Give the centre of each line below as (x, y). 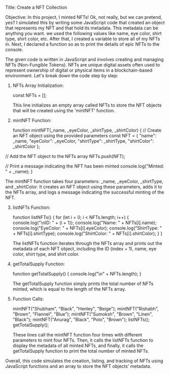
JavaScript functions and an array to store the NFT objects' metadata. (78, 366)
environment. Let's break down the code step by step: (62, 75)
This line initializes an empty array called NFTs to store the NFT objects (87, 105)
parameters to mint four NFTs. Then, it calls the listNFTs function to (83, 340)
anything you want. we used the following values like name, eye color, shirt (83, 33)
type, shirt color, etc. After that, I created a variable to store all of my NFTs (83, 39)
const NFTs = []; (30, 95)
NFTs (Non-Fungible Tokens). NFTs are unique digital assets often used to (83, 65)
